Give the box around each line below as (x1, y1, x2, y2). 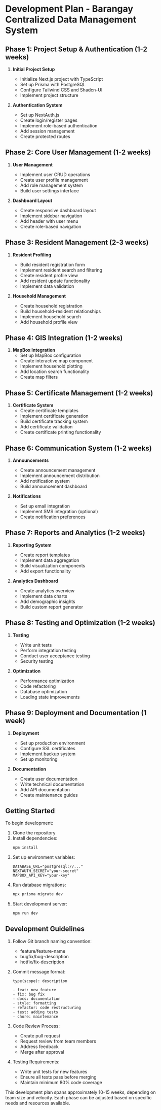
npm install (12, 845, 38, 850)
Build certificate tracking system (20, 418, 88, 424)
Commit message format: (12, 968, 66, 974)
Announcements (12, 457, 49, 463)
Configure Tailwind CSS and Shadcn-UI (20, 87, 103, 93)
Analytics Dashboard (12, 578, 58, 584)
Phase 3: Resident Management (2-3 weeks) (5, 238, 149, 247)
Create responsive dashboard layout (20, 207, 96, 213)
